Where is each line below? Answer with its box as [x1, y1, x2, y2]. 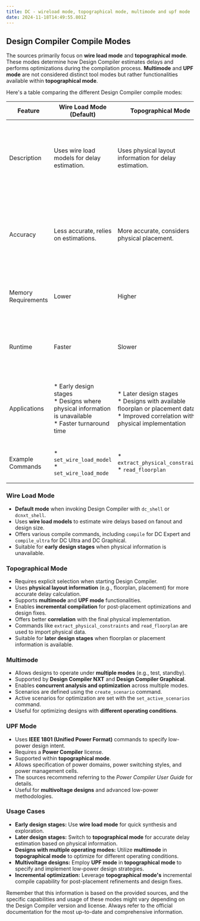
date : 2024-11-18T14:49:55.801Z [6, 14, 86, 20]
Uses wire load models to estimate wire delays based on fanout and [14, 518, 183, 525]
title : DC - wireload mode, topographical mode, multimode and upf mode [6, 8, 190, 15]
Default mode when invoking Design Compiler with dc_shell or [14, 505, 170, 512]
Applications [9, 405, 45, 413]
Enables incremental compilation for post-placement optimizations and [14, 603, 192, 610]
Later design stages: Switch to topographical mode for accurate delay [14, 834, 190, 841]
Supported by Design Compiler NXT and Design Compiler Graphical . [14, 676, 186, 683]
